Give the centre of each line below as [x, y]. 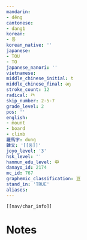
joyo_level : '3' [26, 151]
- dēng [14, 17]
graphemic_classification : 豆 [43, 179]
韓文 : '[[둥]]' [24, 145]
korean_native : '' [29, 45]
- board [16, 129]
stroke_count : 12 [28, 90]
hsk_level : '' [24, 156]
